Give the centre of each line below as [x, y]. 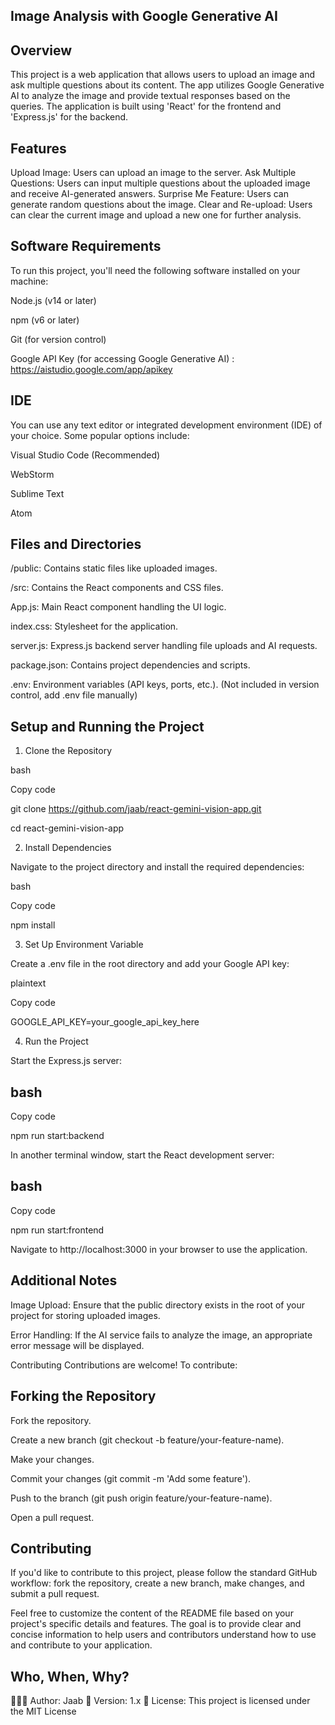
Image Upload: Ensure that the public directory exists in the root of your [158, 1305]
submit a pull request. [55, 1594]
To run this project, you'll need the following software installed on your [155, 270]
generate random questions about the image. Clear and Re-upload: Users [161, 205]
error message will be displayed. [77, 1345]
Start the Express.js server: [66, 1061]
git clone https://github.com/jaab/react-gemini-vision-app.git [136, 809]
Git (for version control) [58, 339]
